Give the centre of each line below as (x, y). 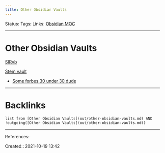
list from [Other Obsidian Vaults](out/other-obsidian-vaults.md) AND (79, 119)
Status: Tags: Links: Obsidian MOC (40, 24)
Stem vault (16, 71)
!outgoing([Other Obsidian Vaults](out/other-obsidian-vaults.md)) (76, 123)
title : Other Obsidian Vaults (36, 10)
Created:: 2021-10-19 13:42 (32, 146)
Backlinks (26, 105)
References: (17, 136)
